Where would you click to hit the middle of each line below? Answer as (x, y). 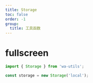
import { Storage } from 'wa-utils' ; (45, 66)
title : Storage (21, 10)
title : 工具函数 (25, 28)
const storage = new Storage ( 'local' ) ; (47, 75)
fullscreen (27, 53)
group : (12, 24)
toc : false (17, 14)
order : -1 (16, 19)
